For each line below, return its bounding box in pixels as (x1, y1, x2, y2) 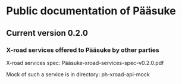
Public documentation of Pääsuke (6, 4, 177, 18)
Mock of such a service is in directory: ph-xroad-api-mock (6, 70, 150, 78)
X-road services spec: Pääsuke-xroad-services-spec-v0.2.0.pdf (6, 59, 164, 66)
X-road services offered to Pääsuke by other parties (6, 46, 159, 54)
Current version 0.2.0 (6, 28, 88, 38)
